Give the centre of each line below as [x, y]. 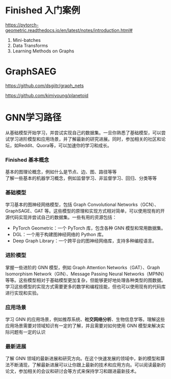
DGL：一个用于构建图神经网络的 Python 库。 [59, 235]
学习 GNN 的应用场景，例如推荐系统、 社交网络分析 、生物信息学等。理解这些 [85, 319]
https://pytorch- [22, 25]
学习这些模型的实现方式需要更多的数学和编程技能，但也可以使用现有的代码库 [85, 286]
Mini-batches [26, 40]
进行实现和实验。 [23, 293]
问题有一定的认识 [27, 332]
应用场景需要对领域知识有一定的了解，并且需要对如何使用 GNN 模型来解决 [83, 326]
